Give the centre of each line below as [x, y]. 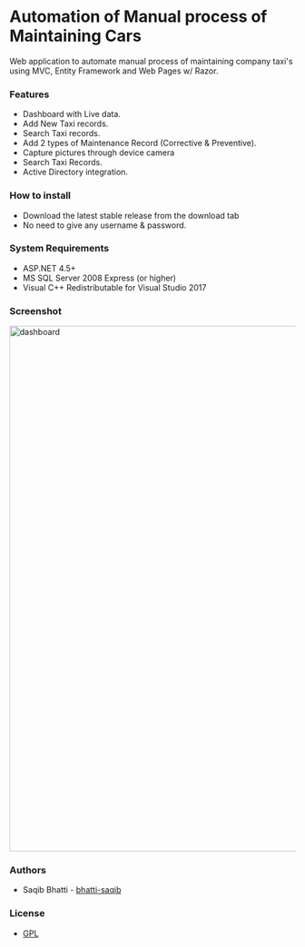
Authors [28, 871]
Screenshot [35, 311]
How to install [40, 195]
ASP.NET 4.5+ [49, 268]
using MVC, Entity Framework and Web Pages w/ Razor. [114, 71]
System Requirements [59, 249]
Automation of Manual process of [138, 17]
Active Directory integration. [75, 172]
